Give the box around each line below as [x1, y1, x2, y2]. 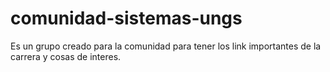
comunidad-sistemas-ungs [10, 7, 243, 30]
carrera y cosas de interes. [10, 50, 122, 62]
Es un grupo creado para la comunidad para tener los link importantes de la [10, 40, 322, 52]
